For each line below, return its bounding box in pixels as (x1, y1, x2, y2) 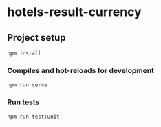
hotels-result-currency (7, 4, 142, 20)
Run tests (7, 97, 40, 107)
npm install (7, 50, 41, 57)
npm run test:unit (7, 113, 60, 120)
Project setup (7, 32, 67, 43)
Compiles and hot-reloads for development (7, 66, 155, 75)
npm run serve (7, 81, 48, 88)
